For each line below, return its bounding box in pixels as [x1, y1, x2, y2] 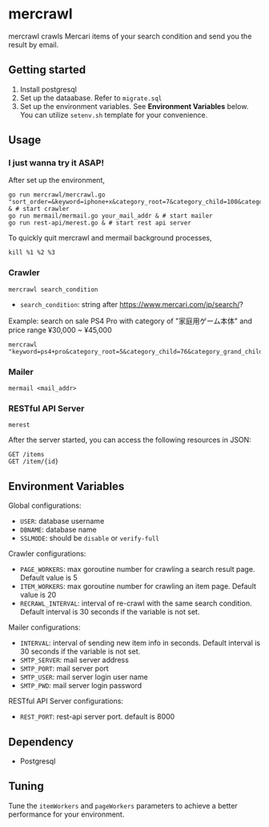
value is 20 [19, 590, 57, 600]
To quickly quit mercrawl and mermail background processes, [8, 233, 212, 243]
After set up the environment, [8, 176, 106, 185]
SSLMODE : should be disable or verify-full [19, 533, 160, 543]
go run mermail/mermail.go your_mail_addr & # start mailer [8, 212, 214, 221]
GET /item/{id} [8, 458, 59, 466]
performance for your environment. [8, 809, 125, 819]
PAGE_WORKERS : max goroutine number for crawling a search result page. [19, 565, 255, 574]
